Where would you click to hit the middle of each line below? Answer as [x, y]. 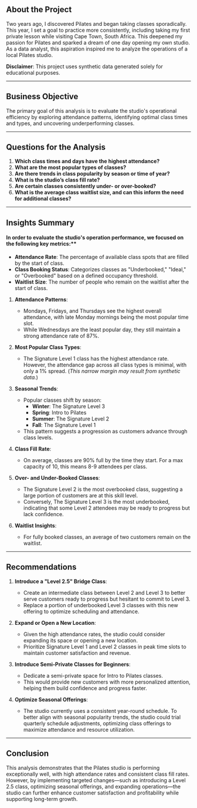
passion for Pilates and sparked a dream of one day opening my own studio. [98, 42]
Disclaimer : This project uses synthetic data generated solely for [84, 66]
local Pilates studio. [30, 55]
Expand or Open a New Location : [55, 622]
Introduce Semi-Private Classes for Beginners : [72, 664]
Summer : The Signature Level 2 [71, 419]
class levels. [38, 437]
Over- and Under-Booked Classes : [57, 478]
